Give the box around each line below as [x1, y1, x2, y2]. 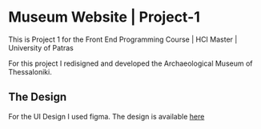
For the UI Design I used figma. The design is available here [8, 111, 205, 121]
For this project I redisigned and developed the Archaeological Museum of [8, 58, 253, 68]
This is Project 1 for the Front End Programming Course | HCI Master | [8, 34, 238, 44]
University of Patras [8, 42, 74, 52]
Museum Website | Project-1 [8, 8, 200, 26]
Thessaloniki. [8, 67, 52, 76]
